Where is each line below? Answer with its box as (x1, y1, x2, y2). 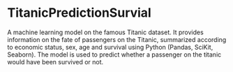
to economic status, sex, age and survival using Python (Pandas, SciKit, (7, 43, 213, 51)
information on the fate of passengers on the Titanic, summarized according (7, 35, 227, 43)
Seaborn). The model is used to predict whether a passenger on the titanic (7, 50, 222, 59)
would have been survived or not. (7, 57, 104, 66)
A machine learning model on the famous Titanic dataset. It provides (7, 28, 204, 36)
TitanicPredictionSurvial (7, 5, 151, 21)
